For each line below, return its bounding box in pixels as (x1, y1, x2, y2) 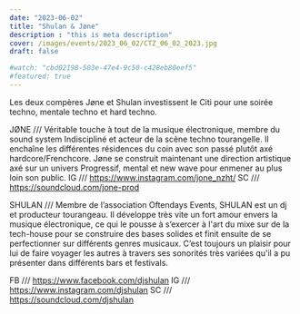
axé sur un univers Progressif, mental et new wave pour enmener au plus (9, 162, 283, 173)
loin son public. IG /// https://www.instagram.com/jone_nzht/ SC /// (9, 172, 261, 182)
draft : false (9, 47, 59, 56)
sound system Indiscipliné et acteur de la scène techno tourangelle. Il (9, 133, 270, 144)
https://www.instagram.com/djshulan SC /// (9, 284, 173, 295)
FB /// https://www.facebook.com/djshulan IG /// (9, 274, 191, 286)
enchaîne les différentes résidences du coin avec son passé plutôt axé (9, 142, 274, 154)
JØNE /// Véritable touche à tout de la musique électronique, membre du (9, 123, 280, 134)
